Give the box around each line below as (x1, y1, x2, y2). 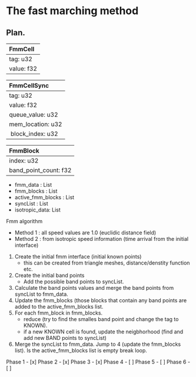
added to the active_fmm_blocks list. (14, 303, 104, 310)
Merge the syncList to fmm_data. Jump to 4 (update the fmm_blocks (14, 340, 181, 348)
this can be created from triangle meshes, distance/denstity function (23, 259, 190, 266)
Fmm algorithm (6, 218, 43, 224)
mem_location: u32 (9, 120, 62, 128)
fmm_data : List (14, 181, 52, 188)
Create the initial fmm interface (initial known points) (14, 253, 142, 260)
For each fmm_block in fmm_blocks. (14, 309, 103, 316)
